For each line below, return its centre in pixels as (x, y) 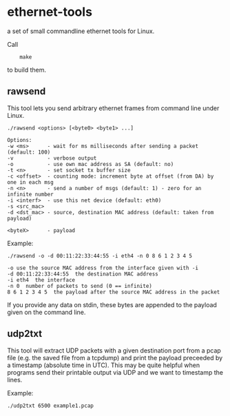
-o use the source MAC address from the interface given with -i (103, 268)
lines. (15, 379)
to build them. (27, 70)
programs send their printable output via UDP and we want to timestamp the (115, 372)
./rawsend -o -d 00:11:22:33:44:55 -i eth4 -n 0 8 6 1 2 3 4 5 (100, 256)
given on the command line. (46, 312)
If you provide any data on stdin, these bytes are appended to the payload (112, 304)
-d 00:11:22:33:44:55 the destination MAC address (83, 274)
